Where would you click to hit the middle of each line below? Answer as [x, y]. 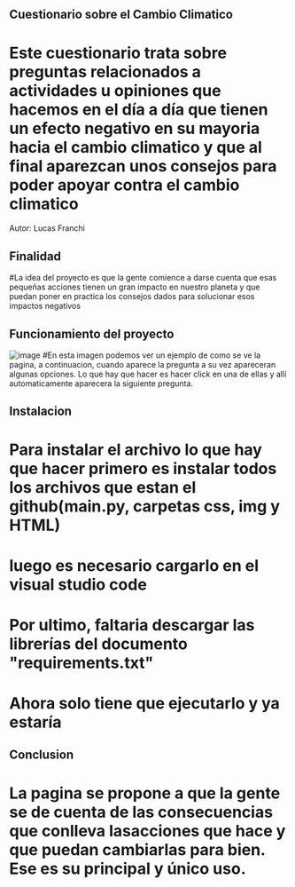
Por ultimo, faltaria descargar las [132, 625]
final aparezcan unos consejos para [143, 166]
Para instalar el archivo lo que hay [136, 450]
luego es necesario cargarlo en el [134, 565]
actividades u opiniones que [115, 90]
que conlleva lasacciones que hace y [147, 831]
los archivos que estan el [103, 487]
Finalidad [35, 256]
